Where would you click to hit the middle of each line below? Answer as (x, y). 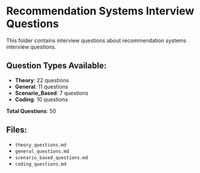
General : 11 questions (41, 86)
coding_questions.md (41, 164)
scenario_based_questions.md (51, 157)
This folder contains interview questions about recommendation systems (96, 40)
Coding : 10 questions (41, 99)
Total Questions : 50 (31, 111)
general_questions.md (42, 151)
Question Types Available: (56, 66)
